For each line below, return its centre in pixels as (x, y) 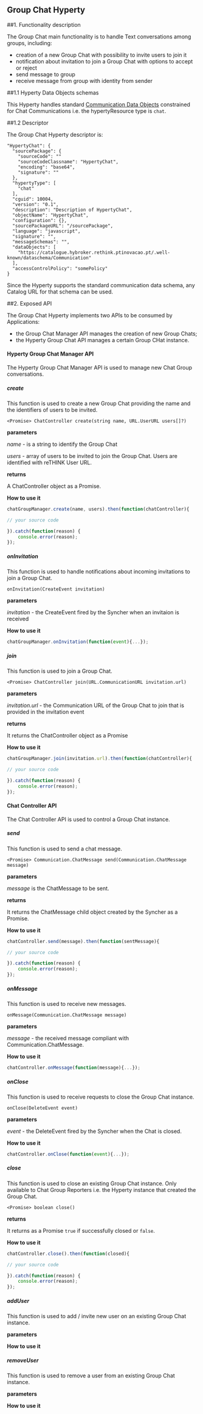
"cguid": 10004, (33, 199)
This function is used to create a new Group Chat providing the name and (99, 403)
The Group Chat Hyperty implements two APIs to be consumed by (90, 315)
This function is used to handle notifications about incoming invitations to (98, 572)
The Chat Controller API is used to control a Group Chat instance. (88, 819)
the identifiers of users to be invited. (52, 410)
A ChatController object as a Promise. (54, 486)
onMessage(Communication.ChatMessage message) (67, 1015)
